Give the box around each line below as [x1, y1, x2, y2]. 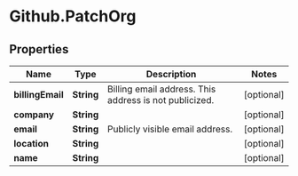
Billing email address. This [107, 83, 216, 95]
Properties [9, 42, 69, 57]
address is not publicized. [107, 94, 215, 106]
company [13, 108, 55, 121]
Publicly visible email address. [107, 123, 233, 135]
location [13, 138, 49, 149]
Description [145, 68, 197, 80]
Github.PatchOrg [9, 6, 137, 27]
